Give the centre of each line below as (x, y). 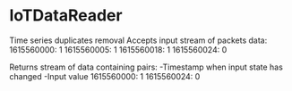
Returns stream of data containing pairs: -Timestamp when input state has (146, 67)
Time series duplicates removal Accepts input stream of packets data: (138, 40)
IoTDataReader (66, 16)
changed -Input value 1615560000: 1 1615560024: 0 (105, 76)
